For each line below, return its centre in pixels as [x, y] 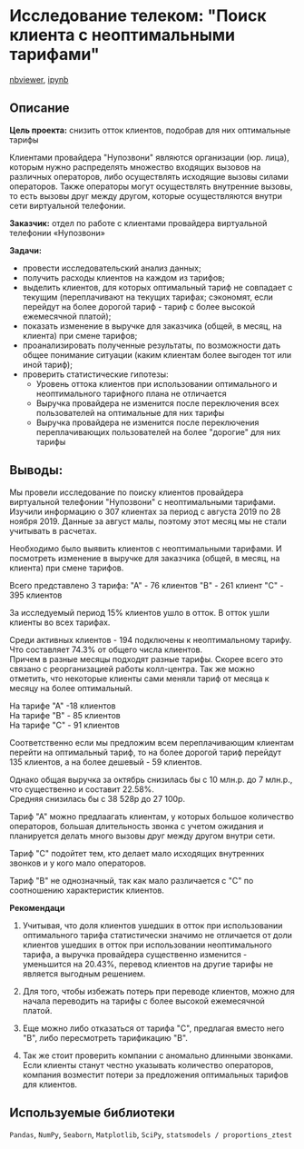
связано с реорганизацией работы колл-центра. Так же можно [132, 669]
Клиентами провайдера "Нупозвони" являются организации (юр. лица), [149, 157]
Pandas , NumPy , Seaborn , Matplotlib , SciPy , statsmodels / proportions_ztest [151, 1134]
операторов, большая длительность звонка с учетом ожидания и [137, 826]
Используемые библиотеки [92, 1112]
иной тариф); [47, 364]
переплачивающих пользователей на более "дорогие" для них [158, 431]
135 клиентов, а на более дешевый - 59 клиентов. [106, 762]
